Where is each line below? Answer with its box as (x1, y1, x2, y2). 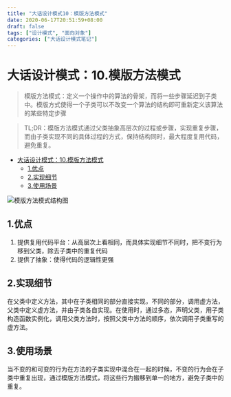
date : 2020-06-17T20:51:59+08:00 (7, 17, 103, 23)
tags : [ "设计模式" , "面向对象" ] (7, 29, 91, 37)
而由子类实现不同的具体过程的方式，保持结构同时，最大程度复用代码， (23, 133, 223, 141)
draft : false (7, 23, 45, 30)
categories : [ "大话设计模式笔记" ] (7, 36, 98, 43)
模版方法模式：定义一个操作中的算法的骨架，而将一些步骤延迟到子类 (23, 92, 217, 100)
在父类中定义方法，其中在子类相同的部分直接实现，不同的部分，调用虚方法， (7, 297, 224, 305)
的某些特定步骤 (23, 109, 67, 117)
